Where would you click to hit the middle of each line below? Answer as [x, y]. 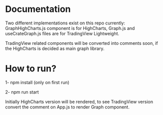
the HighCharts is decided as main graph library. [55, 48]
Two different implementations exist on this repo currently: [65, 23]
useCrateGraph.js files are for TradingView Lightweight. [62, 33]
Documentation [38, 9]
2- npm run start [22, 92]
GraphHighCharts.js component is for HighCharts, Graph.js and [70, 28]
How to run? [31, 69]
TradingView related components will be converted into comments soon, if [81, 43]
